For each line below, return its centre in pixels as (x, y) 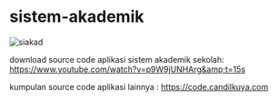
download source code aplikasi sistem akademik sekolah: (117, 59)
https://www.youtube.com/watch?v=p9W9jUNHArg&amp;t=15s (128, 69)
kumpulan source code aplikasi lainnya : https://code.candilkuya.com (139, 86)
